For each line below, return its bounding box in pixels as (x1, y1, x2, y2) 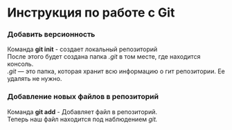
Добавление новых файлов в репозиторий (7, 92, 159, 102)
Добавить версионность (7, 30, 96, 39)
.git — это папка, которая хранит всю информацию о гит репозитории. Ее (7, 67, 225, 75)
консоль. (7, 60, 34, 68)
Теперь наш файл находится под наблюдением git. (7, 115, 158, 123)
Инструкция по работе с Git (7, 5, 175, 21)
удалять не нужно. (7, 75, 62, 83)
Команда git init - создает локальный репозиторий (7, 45, 158, 53)
